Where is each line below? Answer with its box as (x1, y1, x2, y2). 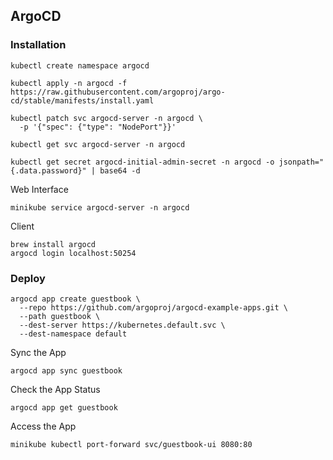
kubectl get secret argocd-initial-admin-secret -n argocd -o (10, 157, 275, 167)
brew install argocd (10, 239, 97, 249)
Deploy (10, 271, 46, 285)
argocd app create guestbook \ (10, 294, 141, 304)
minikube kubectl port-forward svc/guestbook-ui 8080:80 (10, 439, 253, 449)
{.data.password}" (10, 165, 87, 176)
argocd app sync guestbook (10, 365, 123, 376)
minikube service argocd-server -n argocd (10, 202, 190, 213)
